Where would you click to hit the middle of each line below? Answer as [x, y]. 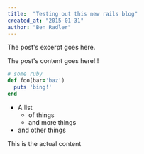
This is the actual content [44, 143]
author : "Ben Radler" [39, 27]
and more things [52, 122]
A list [25, 107]
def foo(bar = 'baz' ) [36, 81]
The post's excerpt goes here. [51, 48]
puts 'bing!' [33, 87]
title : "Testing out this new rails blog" [73, 14]
